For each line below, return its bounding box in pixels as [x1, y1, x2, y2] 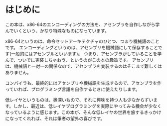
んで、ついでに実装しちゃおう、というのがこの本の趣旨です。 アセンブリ [5, 57, 154, 63]
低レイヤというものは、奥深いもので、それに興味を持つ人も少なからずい [5, 97, 154, 103]
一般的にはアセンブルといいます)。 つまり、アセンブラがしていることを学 [11, 50, 162, 57]
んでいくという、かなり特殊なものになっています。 [5, 27, 110, 33]
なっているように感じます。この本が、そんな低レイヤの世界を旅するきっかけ [5, 109, 162, 115]
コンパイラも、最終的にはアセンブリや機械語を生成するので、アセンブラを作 [5, 80, 162, 86]
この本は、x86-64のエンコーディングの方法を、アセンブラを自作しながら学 [5, 21, 160, 27]
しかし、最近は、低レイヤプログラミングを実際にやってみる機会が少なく [13, 103, 162, 109]
